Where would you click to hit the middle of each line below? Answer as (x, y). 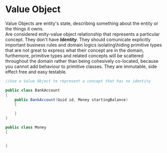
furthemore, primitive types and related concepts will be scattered (74, 55)
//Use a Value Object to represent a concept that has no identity (78, 81)
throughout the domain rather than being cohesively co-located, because (82, 61)
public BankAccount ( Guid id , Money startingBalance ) (71, 100)
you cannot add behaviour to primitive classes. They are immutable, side (81, 66)
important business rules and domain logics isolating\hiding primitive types (84, 45)
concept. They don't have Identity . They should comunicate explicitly (78, 40)
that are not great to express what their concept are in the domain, (75, 50)
